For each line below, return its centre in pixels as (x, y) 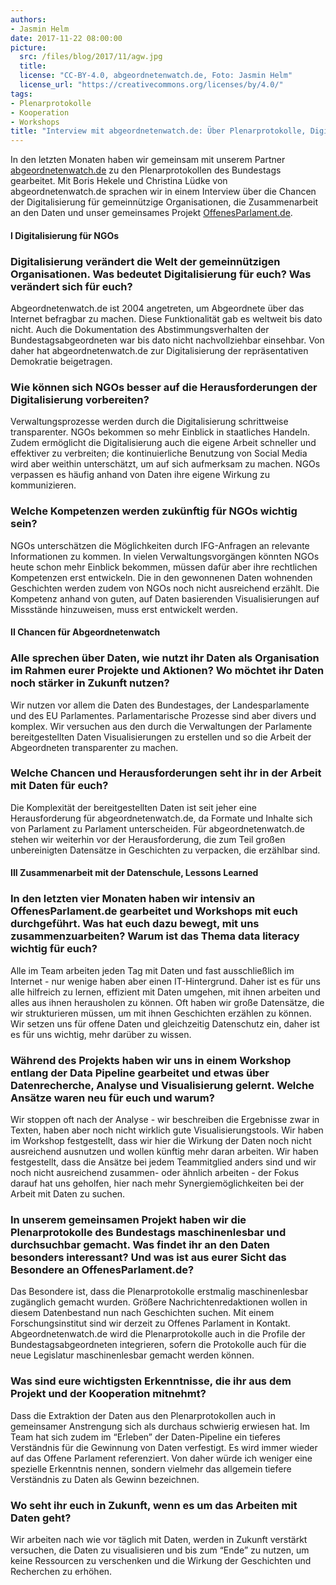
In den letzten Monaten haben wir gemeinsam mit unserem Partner (148, 160)
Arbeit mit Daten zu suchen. (68, 1193)
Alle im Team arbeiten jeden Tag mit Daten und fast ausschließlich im (152, 970)
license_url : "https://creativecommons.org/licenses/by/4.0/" (151, 85)
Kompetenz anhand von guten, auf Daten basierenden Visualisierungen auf (165, 598)
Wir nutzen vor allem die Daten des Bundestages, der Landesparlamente (160, 705)
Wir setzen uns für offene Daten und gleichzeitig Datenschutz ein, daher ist (165, 1023)
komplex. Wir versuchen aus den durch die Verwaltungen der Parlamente (161, 726)
